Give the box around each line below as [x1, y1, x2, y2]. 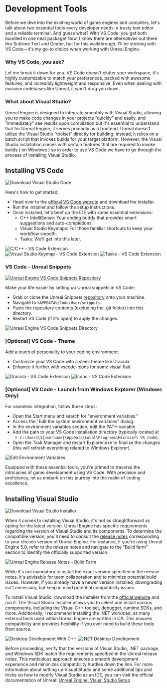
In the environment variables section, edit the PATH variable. [12, 424, 137, 430]
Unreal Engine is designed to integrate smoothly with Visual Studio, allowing [5, 109, 162, 115]
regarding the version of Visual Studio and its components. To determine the [5, 528, 162, 534]
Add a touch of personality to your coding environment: [5, 349, 119, 355]
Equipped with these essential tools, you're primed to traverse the [5, 464, 141, 470]
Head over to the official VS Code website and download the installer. [12, 199, 156, 205]
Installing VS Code [5, 166, 64, 175]
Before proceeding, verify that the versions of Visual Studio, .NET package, [5, 646, 160, 652]
